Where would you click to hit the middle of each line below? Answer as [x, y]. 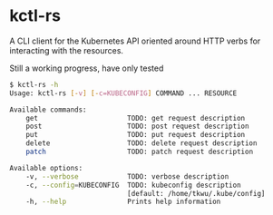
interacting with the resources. [67, 50]
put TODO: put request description [136, 135]
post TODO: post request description [137, 127]
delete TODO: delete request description [141, 143]
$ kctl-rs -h [34, 84]
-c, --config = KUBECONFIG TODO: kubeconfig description [134, 185]
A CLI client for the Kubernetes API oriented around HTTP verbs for [135, 41]
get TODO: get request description [136, 118]
